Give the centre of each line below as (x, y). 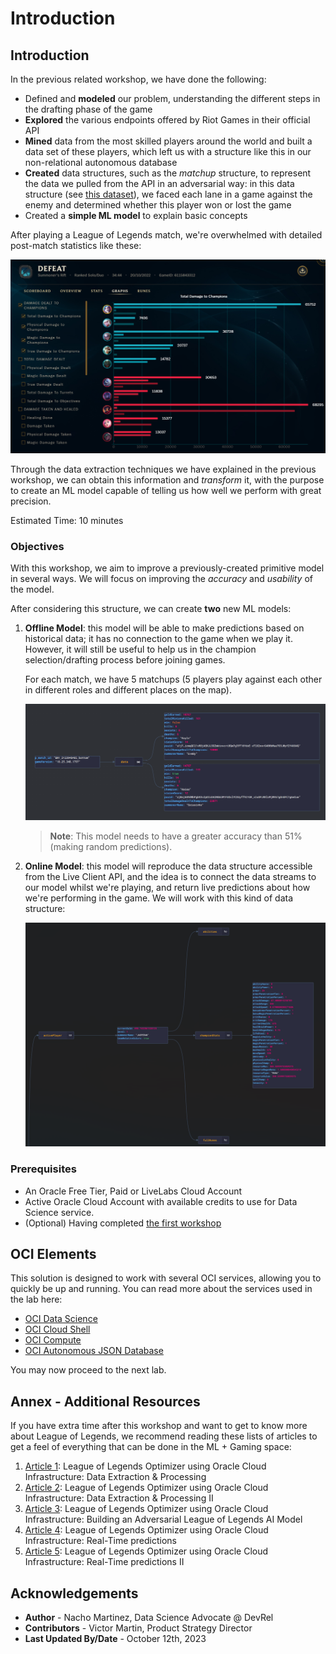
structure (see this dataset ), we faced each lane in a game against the (168, 194)
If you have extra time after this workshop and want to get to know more (159, 1426)
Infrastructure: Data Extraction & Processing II (119, 1498)
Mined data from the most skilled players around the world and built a (168, 141)
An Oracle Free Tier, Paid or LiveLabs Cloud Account (133, 1191)
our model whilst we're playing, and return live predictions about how (167, 888)
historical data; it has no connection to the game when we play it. (158, 638)
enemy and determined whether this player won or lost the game (158, 205)
